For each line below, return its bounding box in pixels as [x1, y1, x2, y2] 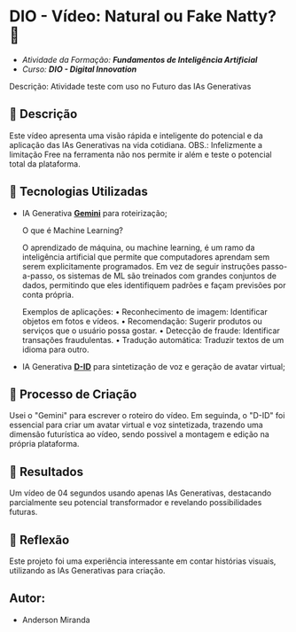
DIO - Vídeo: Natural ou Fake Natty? [9, 6, 277, 27]
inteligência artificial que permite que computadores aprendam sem [21, 251, 270, 262]
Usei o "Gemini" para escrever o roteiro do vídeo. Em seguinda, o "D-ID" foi [9, 410, 285, 421]
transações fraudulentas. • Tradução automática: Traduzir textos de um [21, 334, 284, 345]
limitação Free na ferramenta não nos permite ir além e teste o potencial [9, 149, 272, 160]
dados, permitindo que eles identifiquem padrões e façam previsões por [21, 279, 286, 290]
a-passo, [21, 270, 55, 281]
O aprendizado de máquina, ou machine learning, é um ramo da [21, 242, 255, 253]
